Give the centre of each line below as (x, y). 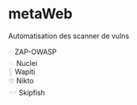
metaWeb (40, 14)
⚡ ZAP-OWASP (32, 52)
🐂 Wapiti (22, 72)
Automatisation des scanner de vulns (68, 36)
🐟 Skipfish (27, 92)
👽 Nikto (21, 80)
